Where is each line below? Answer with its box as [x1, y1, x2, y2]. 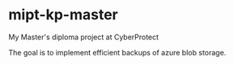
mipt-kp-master [8, 6, 119, 24]
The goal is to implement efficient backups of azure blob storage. [8, 47, 227, 57]
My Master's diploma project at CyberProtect [8, 32, 160, 42]
